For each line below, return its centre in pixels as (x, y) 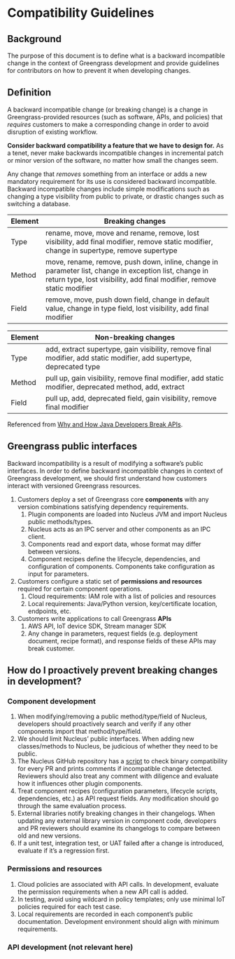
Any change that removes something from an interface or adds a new (107, 174)
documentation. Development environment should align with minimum (118, 921)
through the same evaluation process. (72, 806)
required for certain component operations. (80, 589)
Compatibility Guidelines (81, 13)
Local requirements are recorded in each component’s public (105, 914)
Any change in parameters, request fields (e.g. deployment (113, 633)
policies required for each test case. (69, 906)
